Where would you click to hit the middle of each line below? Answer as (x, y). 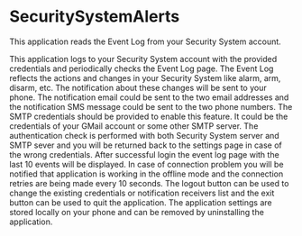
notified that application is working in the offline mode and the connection (146, 174)
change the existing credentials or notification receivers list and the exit (142, 193)
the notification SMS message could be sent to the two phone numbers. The (151, 106)
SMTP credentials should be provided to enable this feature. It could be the (149, 116)
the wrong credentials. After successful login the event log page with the (144, 154)
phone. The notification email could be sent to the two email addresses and (149, 97)
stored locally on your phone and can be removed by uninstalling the (137, 212)
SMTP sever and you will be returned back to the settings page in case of (146, 145)
